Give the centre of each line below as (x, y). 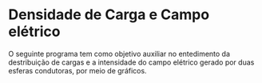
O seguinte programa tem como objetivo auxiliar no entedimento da (119, 53)
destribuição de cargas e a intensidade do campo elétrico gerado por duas (131, 62)
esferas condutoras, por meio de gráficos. (77, 70)
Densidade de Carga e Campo (109, 15)
